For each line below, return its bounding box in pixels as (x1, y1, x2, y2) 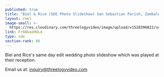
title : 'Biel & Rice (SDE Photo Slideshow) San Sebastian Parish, (5, 12, 143, 16)
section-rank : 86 (5, 39, 41, 44)
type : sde (5, 34, 25, 39)
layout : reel (5, 16, 32, 21)
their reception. (5, 57, 36, 63)
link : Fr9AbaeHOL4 (5, 30, 42, 34)
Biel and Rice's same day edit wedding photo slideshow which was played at (5, 52, 159, 58)
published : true (5, 7, 38, 12)
